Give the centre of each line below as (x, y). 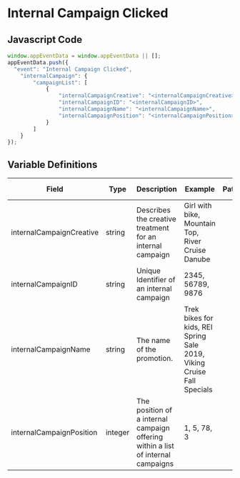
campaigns (155, 464)
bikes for (199, 318)
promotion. (155, 359)
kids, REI (198, 327)
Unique (149, 271)
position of (155, 410)
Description (157, 189)
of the (146, 349)
